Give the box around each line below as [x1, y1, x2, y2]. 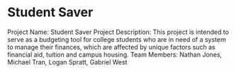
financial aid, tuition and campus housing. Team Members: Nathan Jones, [7, 50, 223, 59]
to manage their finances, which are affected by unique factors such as [7, 43, 216, 51]
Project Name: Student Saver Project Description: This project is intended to [7, 28, 229, 36]
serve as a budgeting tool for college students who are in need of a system [7, 35, 227, 43]
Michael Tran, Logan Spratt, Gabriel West [7, 57, 128, 66]
